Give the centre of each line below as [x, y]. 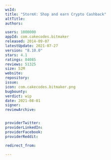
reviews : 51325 [21, 64]
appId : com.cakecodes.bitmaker [37, 37]
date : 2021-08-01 [23, 101]
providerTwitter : [23, 123]
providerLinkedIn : [24, 128]
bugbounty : [16, 91]
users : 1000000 [21, 32]
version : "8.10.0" [24, 50]
